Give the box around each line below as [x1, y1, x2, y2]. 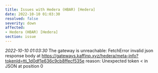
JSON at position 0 [5, 63, 43, 69]
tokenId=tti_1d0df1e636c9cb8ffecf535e [5, 58, 85, 64]
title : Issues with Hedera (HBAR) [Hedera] [5, 7, 96, 12]
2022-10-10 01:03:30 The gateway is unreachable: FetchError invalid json [5, 47, 154, 54]
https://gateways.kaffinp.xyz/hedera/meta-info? [41, 53, 139, 58]
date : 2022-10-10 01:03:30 [5, 12, 60, 17]
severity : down [5, 20, 36, 26]
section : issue [5, 35, 36, 39]
